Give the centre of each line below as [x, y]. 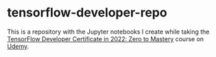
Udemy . [18, 46]
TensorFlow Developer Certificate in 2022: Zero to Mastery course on [106, 38]
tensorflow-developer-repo [87, 13]
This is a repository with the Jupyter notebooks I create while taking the [108, 32]
